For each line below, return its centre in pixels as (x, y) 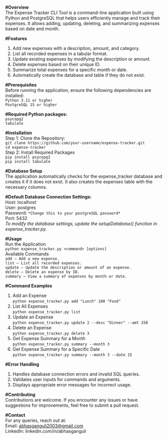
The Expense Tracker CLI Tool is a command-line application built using (80, 13)
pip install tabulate (28, 161)
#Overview (17, 7)
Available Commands (27, 254)
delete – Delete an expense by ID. (43, 272)
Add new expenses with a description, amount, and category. (76, 48)
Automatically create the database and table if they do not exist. (79, 75)
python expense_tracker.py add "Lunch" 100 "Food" (67, 301)
